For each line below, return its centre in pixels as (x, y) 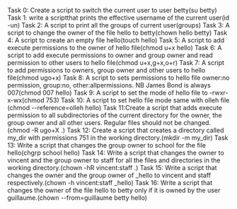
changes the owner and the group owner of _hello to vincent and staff (109, 175)
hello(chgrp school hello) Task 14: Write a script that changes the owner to (116, 153)
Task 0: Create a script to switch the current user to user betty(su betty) (112, 10)
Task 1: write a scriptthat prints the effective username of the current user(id (118, 18)
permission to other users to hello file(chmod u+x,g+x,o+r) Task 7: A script (116, 62)
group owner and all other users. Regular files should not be (95, 123)
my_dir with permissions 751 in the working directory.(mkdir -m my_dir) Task (118, 138)
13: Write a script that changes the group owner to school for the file (107, 145)
